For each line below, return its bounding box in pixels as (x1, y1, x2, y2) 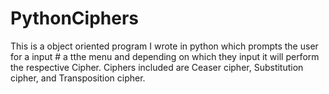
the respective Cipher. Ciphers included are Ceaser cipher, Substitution (10, 61, 304, 73)
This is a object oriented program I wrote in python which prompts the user (10, 40, 319, 52)
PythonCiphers (10, 7, 139, 30)
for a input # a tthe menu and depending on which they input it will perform (10, 50, 320, 62)
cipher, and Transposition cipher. (10, 72, 146, 84)
